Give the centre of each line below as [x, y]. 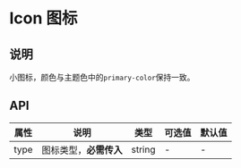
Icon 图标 [43, 18]
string [143, 149]
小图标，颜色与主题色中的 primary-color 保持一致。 [102, 77]
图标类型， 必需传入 [82, 150]
